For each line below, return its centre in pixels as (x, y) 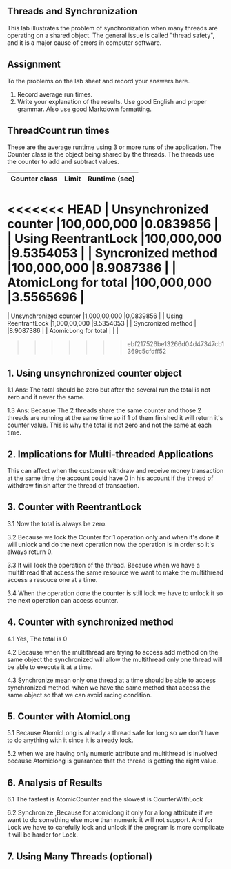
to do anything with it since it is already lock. (70, 740)
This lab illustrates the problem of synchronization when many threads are (113, 28)
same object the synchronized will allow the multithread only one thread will (115, 659)
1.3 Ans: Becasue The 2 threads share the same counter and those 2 (104, 410)
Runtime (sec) (111, 179)
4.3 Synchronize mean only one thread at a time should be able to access (111, 680)
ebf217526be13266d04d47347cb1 (175, 344)
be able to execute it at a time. (50, 667)
